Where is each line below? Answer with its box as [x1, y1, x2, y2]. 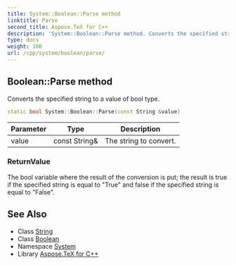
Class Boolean [17, 234, 60, 243]
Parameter [11, 124, 47, 134]
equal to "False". [7, 187, 55, 196]
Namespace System [17, 242, 76, 250]
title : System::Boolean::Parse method [7, 10, 121, 18]
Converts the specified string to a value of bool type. [7, 94, 160, 103]
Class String [17, 227, 53, 235]
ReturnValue [7, 156, 51, 166]
